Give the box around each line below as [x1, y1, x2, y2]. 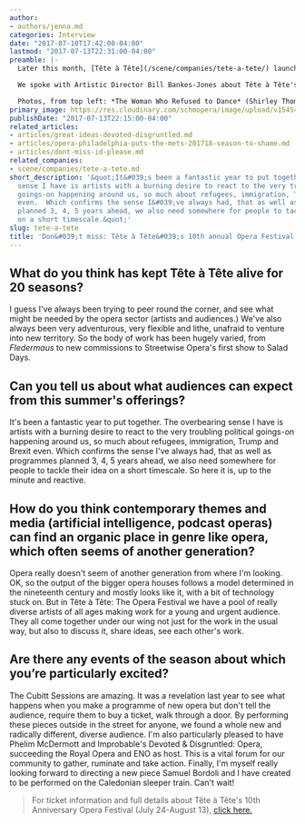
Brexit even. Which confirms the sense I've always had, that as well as [9, 446, 272, 457]
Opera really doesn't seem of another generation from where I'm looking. [9, 568, 283, 579]
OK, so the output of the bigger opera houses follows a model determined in [9, 578, 294, 589]
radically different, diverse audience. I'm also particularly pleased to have [9, 729, 284, 740]
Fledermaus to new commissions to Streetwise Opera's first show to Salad [9, 343, 289, 353]
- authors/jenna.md [9, 22, 84, 31]
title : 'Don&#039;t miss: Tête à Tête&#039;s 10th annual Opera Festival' [9, 232, 299, 241]
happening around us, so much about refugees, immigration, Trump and [9, 436, 279, 447]
